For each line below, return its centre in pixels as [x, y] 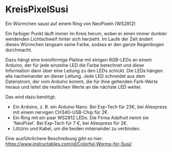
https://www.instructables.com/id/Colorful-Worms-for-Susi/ [69, 144]
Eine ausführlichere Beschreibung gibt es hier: [54, 138]
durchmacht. [19, 50]
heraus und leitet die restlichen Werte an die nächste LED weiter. [74, 87]
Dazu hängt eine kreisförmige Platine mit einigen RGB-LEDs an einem [79, 59]
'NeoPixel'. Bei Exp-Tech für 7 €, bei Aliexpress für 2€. [70, 123]
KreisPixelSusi [37, 9]
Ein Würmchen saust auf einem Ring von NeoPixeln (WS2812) [71, 24]
